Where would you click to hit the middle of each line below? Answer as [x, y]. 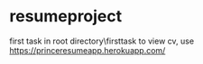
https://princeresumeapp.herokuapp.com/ [88, 50]
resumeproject [66, 16]
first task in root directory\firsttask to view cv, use [102, 41]
